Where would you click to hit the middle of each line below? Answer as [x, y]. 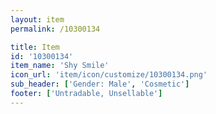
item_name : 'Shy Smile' [60, 66]
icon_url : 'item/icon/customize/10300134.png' [109, 75]
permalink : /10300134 [55, 29]
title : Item [35, 47]
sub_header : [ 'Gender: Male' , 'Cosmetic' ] [100, 84]
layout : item [37, 19]
